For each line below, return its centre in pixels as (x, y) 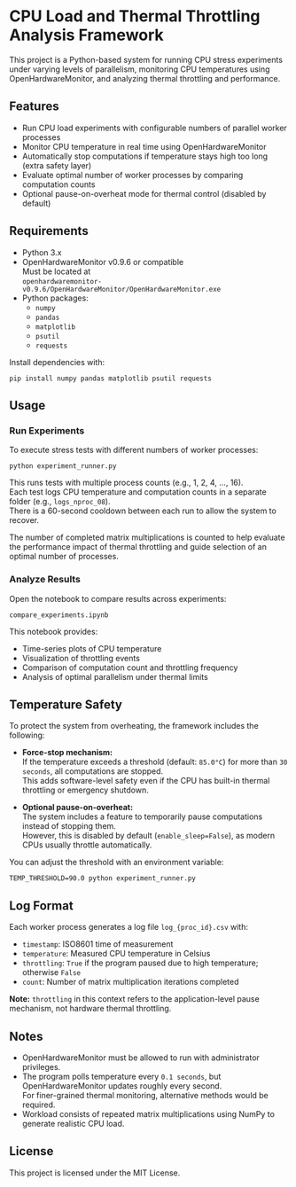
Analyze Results (45, 580)
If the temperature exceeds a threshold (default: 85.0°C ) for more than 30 (155, 762)
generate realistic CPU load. (73, 1123)
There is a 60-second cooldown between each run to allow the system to (143, 511)
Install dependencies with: (57, 362)
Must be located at (56, 271)
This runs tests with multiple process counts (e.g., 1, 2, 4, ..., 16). (126, 483)
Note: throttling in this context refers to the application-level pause (134, 999)
